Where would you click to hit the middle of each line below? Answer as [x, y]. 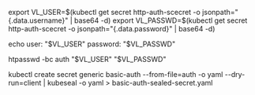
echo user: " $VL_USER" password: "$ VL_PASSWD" [92, 44]
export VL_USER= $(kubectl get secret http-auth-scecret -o [105, 12]
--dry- [235, 74]
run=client [25, 83]
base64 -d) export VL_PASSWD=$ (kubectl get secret [161, 20]
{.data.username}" [38, 20]
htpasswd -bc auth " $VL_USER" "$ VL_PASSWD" [87, 59]
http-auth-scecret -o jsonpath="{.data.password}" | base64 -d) [112, 29]
